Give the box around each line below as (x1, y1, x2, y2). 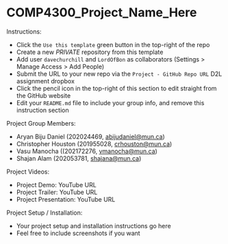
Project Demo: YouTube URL (16, 180, 97, 189)
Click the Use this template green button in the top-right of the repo (16, 40, 210, 49)
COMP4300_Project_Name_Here (6, 5, 197, 21)
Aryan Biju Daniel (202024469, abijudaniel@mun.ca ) (16, 132, 165, 141)
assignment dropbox (16, 77, 75, 85)
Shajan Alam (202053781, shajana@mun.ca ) (16, 154, 142, 162)
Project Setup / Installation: (6, 208, 83, 217)
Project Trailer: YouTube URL (16, 188, 98, 196)
